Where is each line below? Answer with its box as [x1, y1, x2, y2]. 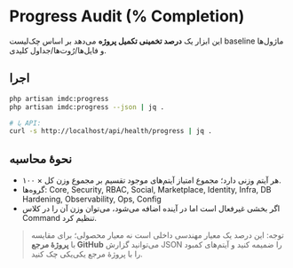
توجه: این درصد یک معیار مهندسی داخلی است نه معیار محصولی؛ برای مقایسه [30, 230, 284, 240]
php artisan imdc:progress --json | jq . [9, 102, 165, 112]
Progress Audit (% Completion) [9, 6, 245, 27]
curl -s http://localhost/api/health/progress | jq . [9, 127, 213, 136]
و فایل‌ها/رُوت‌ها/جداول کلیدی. [9, 44, 107, 55]
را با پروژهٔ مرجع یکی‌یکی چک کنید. [30, 248, 144, 259]
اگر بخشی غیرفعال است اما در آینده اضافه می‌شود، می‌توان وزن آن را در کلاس [21, 203, 281, 214]
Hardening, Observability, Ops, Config [21, 193, 162, 205]
